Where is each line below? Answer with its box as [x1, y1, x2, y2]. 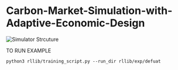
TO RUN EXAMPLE [6, 47, 52, 54]
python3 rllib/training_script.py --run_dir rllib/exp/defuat [6, 58, 161, 64]
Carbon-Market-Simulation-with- [6, 4, 173, 17]
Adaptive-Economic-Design [6, 16, 145, 30]
